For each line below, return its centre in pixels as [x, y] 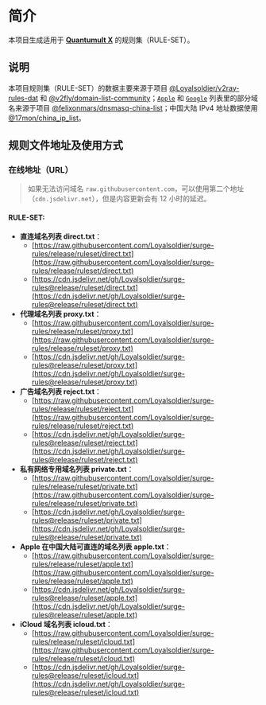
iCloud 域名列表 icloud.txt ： [66, 624]
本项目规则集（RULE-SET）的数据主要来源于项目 [88, 88]
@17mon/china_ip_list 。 [47, 118]
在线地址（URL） [41, 170]
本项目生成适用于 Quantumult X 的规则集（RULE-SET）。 [101, 40]
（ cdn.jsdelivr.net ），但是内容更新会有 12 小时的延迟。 [119, 199]
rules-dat [23, 98]
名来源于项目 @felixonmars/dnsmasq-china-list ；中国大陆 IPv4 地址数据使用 [133, 107]
